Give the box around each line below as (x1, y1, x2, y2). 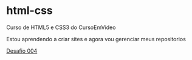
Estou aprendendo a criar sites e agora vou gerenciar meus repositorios (6, 35, 187, 42)
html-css (6, 4, 53, 18)
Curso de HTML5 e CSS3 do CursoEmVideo (6, 24, 116, 31)
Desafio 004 (6, 47, 38, 55)
